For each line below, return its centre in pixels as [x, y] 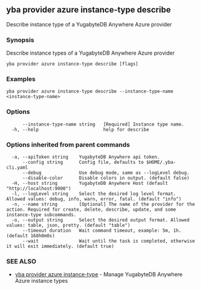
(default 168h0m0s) [31, 236]
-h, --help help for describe [80, 129]
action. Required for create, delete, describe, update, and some [91, 210]
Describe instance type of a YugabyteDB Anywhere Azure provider [89, 24]
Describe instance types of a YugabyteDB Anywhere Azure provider [91, 53]
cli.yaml [17, 168]
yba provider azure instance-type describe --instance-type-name [90, 92]
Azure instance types [41, 281]
